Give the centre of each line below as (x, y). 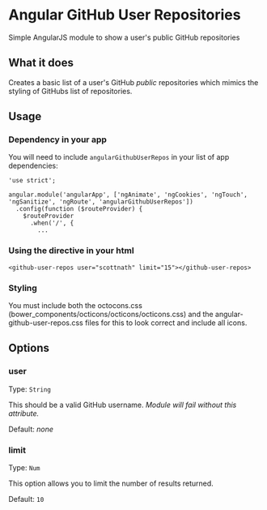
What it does (41, 63)
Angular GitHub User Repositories (125, 15)
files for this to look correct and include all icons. (166, 323)
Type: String (30, 389)
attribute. (23, 413)
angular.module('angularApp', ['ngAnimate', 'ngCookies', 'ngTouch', (128, 195)
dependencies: (33, 166)
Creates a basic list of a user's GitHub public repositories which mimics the (133, 82)
